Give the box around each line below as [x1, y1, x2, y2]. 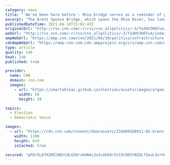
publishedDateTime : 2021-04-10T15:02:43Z [5, 21, 94, 27]
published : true [5, 59, 39, 64]
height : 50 [18, 97, 42, 102]
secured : [5, 152, 24, 157]
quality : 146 [5, 50, 33, 55]
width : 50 [18, 92, 39, 97]
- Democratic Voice [10, 115, 51, 120]
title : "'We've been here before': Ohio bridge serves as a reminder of [5, 12, 162, 17]
